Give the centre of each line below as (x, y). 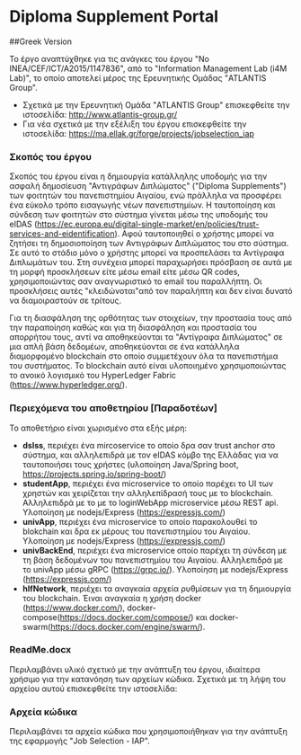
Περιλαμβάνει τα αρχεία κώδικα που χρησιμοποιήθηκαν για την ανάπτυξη (148, 732)
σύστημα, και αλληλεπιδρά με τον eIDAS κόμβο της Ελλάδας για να (150, 455)
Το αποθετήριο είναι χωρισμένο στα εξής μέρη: (98, 428)
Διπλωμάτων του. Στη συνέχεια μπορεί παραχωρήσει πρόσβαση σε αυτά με (151, 262)
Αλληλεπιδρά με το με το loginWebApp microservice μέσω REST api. (150, 502)
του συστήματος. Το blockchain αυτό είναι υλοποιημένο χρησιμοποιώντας (148, 366)
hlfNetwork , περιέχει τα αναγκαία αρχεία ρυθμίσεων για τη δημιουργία (157, 588)
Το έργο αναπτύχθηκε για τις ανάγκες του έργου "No (109, 58)
